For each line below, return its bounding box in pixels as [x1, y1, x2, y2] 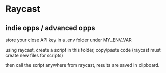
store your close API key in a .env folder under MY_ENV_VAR [5, 37, 132, 43]
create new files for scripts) [5, 52, 63, 58]
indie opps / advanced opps [5, 23, 95, 32]
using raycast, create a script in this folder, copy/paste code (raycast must [5, 47, 161, 53]
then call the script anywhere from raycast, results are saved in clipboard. [5, 62, 160, 68]
